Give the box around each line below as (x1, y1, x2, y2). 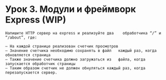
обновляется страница (5, 52, 51, 57)
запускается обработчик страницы (5, 61, 76, 66)
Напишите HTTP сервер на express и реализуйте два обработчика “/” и (5, 30, 161, 35)
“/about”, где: (5, 35, 37, 40)
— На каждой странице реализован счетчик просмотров (5, 43, 119, 48)
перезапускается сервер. (5, 70, 58, 75)
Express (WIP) (5, 14, 67, 25)
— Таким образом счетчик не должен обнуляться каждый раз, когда (5, 65, 145, 70)
